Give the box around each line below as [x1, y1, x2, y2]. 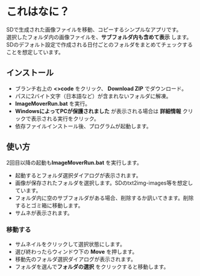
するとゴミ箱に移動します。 [14, 201, 84, 209]
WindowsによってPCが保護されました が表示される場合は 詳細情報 [14, 107, 181, 114]
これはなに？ [6, 5, 70, 19]
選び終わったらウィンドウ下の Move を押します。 [14, 248, 138, 255]
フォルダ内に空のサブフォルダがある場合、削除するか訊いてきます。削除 [14, 194, 194, 201]
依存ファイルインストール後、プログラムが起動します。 [14, 122, 152, 129]
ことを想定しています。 [6, 48, 64, 55]
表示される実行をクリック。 [31, 115, 99, 122]
